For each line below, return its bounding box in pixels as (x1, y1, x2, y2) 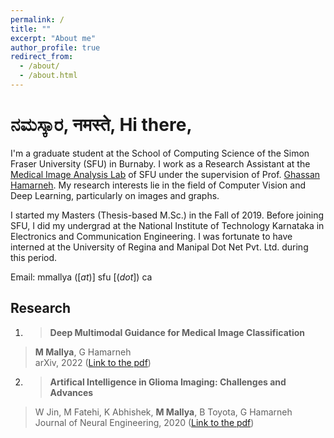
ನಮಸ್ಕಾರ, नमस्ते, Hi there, (10, 114, 193, 136)
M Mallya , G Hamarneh (34, 346, 132, 358)
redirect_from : (10, 52, 74, 62)
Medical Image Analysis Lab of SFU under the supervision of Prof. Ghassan (10, 168, 321, 180)
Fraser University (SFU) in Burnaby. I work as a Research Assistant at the (10, 157, 311, 170)
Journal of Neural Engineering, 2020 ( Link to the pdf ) (34, 416, 255, 428)
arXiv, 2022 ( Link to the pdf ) (34, 356, 152, 368)
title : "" (10, 24, 52, 34)
